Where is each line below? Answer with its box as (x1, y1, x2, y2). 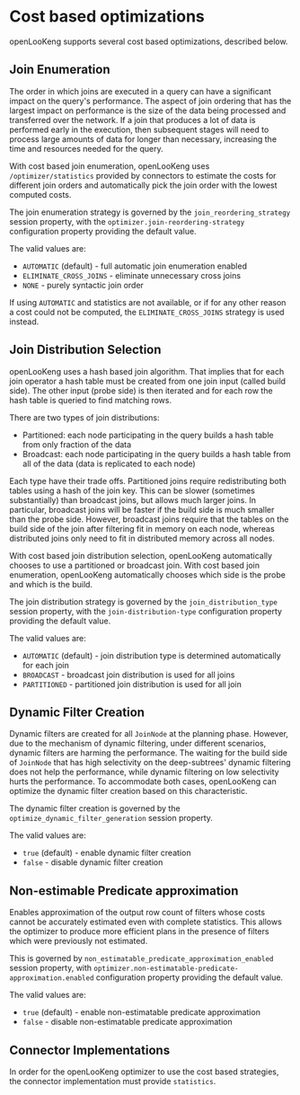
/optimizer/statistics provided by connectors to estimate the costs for (9, 170, 277, 181)
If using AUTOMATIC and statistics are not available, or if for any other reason (9, 296, 287, 307)
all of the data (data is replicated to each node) (22, 458, 196, 469)
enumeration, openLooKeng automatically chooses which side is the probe (9, 569, 286, 580)
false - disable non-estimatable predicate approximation (22, 1017, 233, 1028)
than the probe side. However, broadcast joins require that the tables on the (9, 514, 289, 525)
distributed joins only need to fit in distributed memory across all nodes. (9, 533, 276, 543)
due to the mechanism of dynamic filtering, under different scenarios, (9, 738, 267, 749)
